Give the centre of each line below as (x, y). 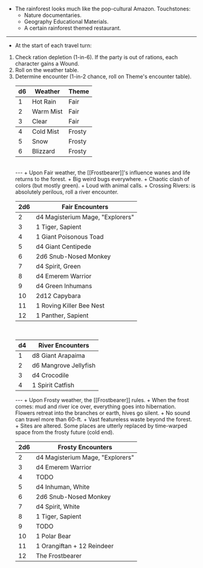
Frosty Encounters (85, 447)
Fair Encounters (85, 207)
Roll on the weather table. (47, 70)
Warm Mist (47, 111)
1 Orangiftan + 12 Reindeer (75, 546)
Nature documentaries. (53, 15)
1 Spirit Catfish (53, 385)
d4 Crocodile (51, 375)
